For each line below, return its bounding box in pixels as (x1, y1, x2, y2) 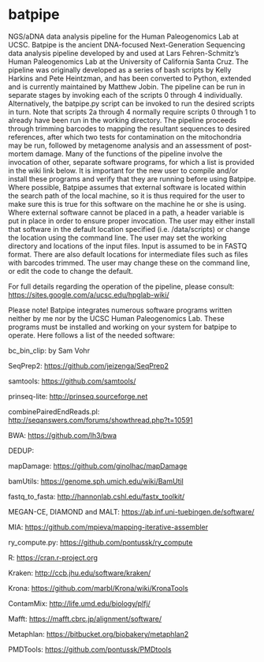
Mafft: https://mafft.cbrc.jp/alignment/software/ (8, 614, 162, 623)
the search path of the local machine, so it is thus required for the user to (8, 191, 246, 200)
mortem (8, 148, 34, 159)
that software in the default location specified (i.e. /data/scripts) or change (8, 224, 251, 234)
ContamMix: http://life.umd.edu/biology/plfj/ (8, 598, 151, 608)
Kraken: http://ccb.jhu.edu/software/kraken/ (8, 568, 151, 578)
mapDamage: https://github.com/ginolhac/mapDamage (8, 461, 188, 470)
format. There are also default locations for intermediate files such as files (8, 249, 248, 259)
